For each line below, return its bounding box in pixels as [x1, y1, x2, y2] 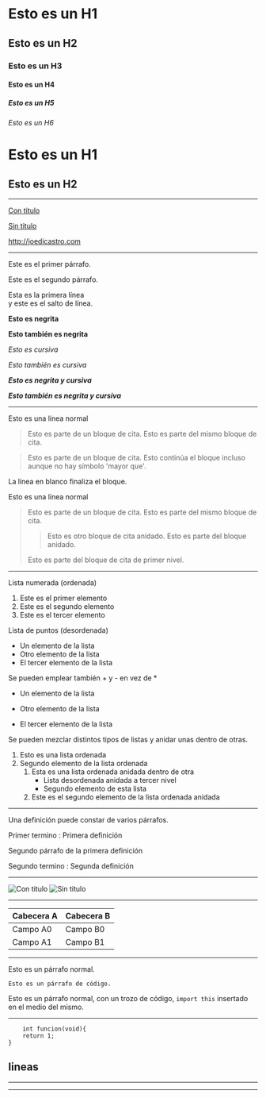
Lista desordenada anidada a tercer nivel [43, 776, 177, 785]
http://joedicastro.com [8, 237, 82, 246]
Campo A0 [12, 924, 52, 935]
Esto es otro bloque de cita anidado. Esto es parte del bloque [47, 531, 247, 541]
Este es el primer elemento [19, 593, 108, 603]
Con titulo [8, 206, 40, 215]
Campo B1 [65, 937, 105, 948]
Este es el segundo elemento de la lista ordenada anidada [31, 792, 220, 802]
